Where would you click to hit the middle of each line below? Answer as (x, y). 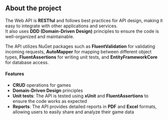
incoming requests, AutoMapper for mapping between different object (78, 51)
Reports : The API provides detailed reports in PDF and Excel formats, (85, 107)
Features (15, 74)
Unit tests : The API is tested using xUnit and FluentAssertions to (80, 96)
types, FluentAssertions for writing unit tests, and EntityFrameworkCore (81, 57)
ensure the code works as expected (50, 101)
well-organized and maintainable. (40, 36)
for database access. (27, 62)
